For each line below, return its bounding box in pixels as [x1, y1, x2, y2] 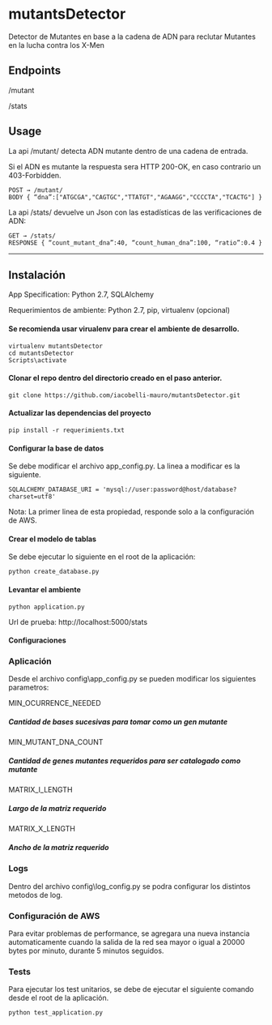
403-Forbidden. [8, 170, 62, 180]
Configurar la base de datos [8, 443, 104, 453]
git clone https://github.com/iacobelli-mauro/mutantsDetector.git [8, 391, 241, 399]
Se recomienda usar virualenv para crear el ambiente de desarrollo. [8, 323, 240, 333]
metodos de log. [8, 890, 63, 899]
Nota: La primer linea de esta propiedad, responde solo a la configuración [8, 507, 255, 517]
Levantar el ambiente [8, 584, 81, 594]
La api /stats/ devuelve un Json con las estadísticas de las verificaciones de [8, 207, 262, 217]
